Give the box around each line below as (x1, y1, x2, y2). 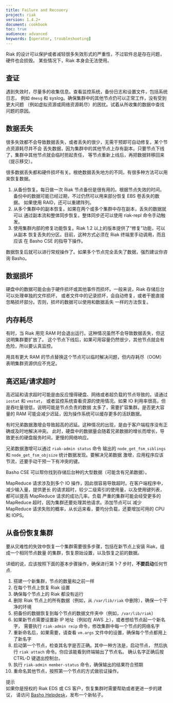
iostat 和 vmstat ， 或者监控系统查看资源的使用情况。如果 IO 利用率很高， (6, 398, 162, 404)
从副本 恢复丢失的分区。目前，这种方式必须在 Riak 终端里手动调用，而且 (13, 231, 166, 237)
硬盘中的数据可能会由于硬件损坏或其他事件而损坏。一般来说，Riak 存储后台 (6, 286, 165, 292)
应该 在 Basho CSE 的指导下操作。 (13, 237, 86, 244)
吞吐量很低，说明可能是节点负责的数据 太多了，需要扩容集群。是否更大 (10, 404, 160, 410)
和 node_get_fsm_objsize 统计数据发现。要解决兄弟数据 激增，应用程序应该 (6, 452, 164, 458)
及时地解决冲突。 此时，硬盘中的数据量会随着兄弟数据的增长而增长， (14, 428, 160, 434)
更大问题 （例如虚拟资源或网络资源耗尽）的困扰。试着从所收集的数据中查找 (6, 101, 165, 107)
